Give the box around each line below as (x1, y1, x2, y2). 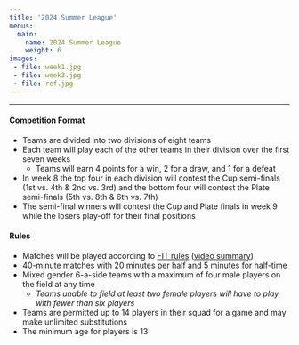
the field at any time (21, 279, 95, 290)
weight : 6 (25, 46, 62, 55)
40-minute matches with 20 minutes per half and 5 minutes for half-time (21, 260, 287, 271)
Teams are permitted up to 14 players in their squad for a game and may (21, 308, 287, 318)
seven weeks (21, 153, 71, 164)
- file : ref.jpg (12, 79, 74, 88)
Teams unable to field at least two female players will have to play (35, 288, 279, 299)
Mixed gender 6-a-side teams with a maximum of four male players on (21, 269, 281, 280)
